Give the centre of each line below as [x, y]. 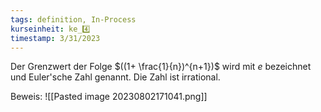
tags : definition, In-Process [73, 19]
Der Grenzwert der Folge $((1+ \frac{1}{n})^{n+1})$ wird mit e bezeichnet [161, 67]
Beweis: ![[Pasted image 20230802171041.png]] [109, 97]
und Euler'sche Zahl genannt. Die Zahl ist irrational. [115, 77]
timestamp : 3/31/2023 [55, 38]
